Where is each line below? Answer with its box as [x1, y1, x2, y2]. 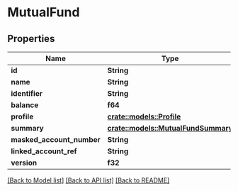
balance [11, 100, 39, 110]
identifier [11, 89, 42, 98]
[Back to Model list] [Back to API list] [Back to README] [7, 176, 170, 185]
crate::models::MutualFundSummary [107, 124, 234, 133]
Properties [7, 33, 55, 45]
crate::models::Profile [107, 111, 181, 121]
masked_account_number [11, 135, 101, 144]
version [11, 158, 38, 168]
